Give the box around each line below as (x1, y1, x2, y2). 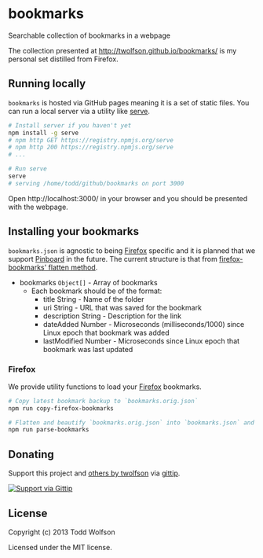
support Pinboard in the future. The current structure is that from (8, 254, 217, 263)
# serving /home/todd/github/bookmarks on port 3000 (8, 179, 184, 187)
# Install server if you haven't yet (8, 121, 132, 130)
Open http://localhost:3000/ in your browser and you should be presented (8, 193, 248, 203)
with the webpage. (8, 202, 68, 211)
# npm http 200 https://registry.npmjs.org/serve (8, 143, 174, 152)
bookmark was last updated (42, 344, 133, 354)
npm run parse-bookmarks (8, 426, 89, 434)
